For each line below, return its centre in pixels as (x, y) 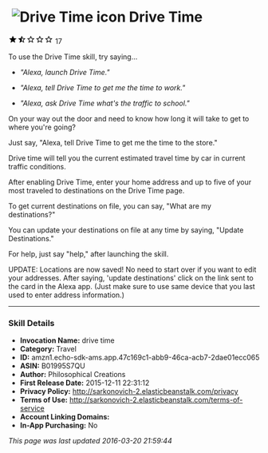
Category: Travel (48, 349)
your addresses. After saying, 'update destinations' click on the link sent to (131, 278)
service (32, 408)
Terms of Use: (43, 400)
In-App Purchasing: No (59, 425)
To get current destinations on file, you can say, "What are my (110, 206)
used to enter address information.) (67, 295)
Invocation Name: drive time (67, 340)
